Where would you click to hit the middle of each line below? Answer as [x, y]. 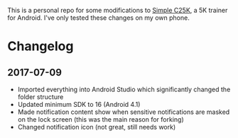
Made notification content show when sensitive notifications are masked [124, 112]
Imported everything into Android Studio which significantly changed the [124, 89]
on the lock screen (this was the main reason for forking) [101, 119]
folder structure [40, 97]
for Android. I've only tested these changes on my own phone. [98, 18]
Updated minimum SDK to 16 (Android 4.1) [79, 104]
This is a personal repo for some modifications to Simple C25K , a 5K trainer [118, 10]
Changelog [40, 46]
